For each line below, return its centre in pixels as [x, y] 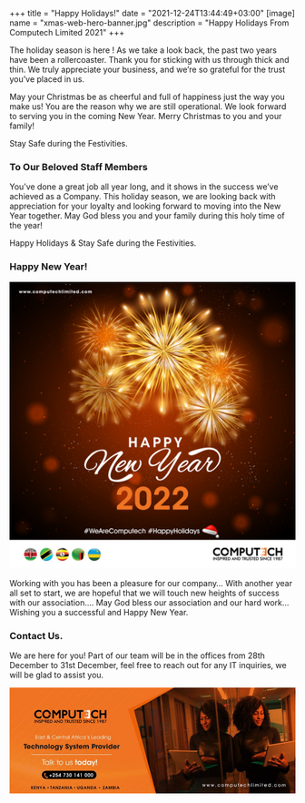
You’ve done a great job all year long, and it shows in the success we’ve [144, 187]
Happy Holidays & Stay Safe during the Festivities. [103, 243]
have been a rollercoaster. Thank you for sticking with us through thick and [149, 60]
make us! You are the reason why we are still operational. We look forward [148, 107]
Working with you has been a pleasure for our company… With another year [151, 583]
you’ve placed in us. [47, 79]
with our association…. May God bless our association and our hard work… [149, 602]
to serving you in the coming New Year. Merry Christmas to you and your [146, 116]
